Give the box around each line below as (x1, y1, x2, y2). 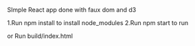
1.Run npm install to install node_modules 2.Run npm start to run (7, 19, 189, 26)
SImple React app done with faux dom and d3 (7, 6, 137, 14)
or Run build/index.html (7, 32, 73, 40)
